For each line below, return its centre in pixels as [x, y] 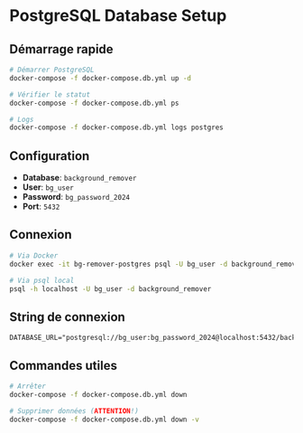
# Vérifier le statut [50, 94]
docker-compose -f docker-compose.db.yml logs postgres [116, 127]
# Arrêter [28, 386]
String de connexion [68, 317]
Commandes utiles [63, 366]
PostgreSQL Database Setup [118, 16]
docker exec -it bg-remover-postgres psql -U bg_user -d [119, 264]
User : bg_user [48, 187]
